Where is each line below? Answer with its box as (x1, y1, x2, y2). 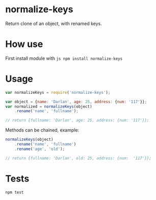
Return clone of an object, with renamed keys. (5, 20, 102, 27)
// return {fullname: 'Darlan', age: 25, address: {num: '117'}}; (5, 118, 149, 123)
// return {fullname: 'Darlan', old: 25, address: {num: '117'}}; (5, 156, 152, 161)
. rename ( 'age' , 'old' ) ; (14, 146, 65, 152)
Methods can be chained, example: (5, 127, 80, 133)
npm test (5, 190, 24, 195)
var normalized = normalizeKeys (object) (5, 104, 93, 109)
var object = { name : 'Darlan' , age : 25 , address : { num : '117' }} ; (5, 99, 147, 104)
